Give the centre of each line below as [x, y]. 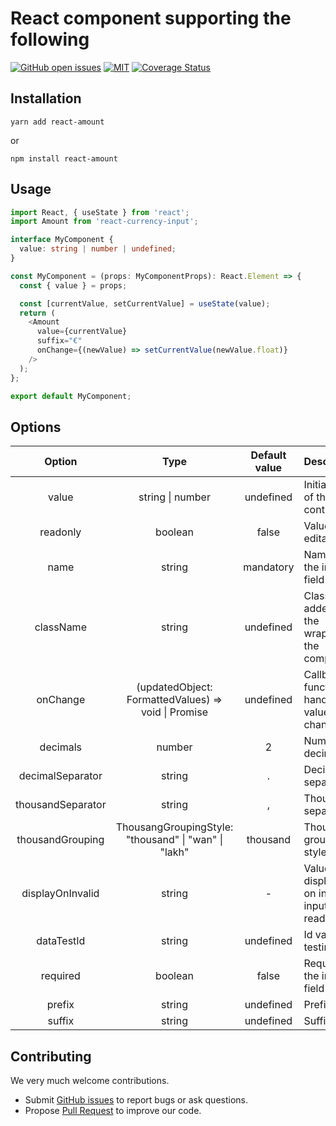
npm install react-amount [64, 158]
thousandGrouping [60, 840]
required [60, 976]
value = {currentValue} [82, 332]
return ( [37, 313]
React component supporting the [151, 18]
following [50, 39]
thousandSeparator [61, 805]
